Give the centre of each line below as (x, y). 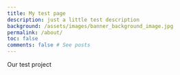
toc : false (23, 39)
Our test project (29, 64)
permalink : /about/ (35, 32)
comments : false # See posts (49, 45)
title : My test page (37, 13)
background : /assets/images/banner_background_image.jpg (90, 26)
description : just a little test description (73, 20)
